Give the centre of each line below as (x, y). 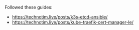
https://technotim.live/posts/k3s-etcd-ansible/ (60, 17)
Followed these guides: (29, 7)
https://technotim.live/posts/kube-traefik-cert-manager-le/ (73, 22)
